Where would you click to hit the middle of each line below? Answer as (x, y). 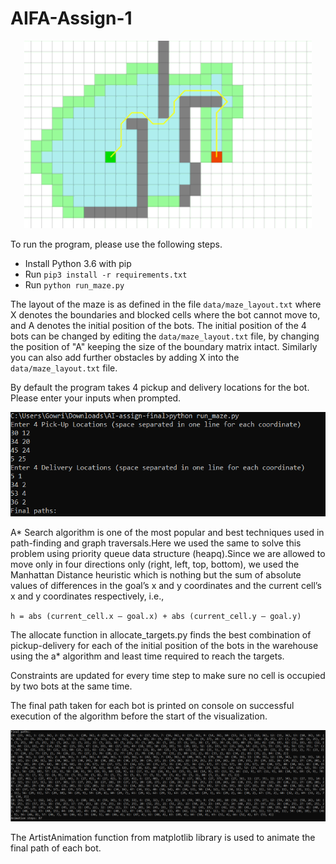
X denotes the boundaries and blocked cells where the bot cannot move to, (165, 314)
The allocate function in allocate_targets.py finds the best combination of (161, 634)
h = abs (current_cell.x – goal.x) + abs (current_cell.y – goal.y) (156, 616)
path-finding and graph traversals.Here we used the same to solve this (156, 543)
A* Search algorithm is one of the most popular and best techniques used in (167, 532)
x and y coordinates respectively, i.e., (87, 596)
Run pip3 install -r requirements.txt (106, 274)
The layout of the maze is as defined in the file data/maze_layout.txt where (166, 304)
